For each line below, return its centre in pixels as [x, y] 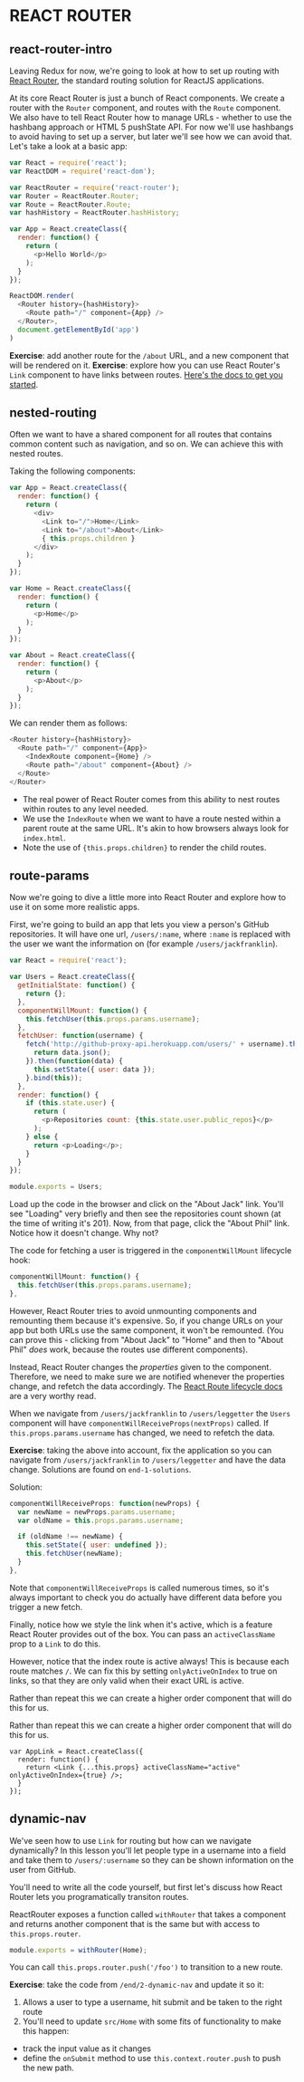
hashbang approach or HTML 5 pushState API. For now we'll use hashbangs [152, 127]
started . [24, 384]
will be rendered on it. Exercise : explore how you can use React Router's [145, 365]
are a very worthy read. [53, 1396]
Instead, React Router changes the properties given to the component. [140, 1367]
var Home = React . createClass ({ [70, 589]
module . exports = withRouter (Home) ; [78, 1950]
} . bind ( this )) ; [54, 1078]
